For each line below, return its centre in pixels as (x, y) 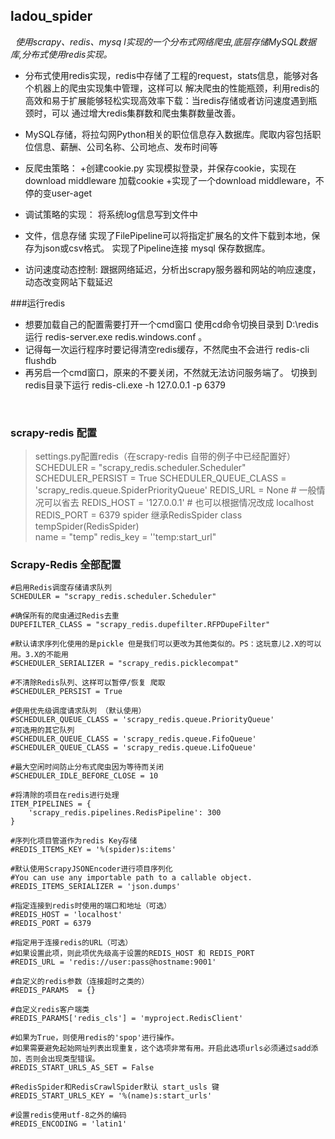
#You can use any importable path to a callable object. (131, 878)
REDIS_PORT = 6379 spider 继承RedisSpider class (138, 515)
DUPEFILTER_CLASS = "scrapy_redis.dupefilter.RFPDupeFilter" (140, 625)
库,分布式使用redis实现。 (61, 54)
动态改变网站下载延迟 (68, 281)
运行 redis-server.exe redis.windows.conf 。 (116, 336)
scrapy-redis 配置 (54, 432)
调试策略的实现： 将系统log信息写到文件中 (111, 214)
